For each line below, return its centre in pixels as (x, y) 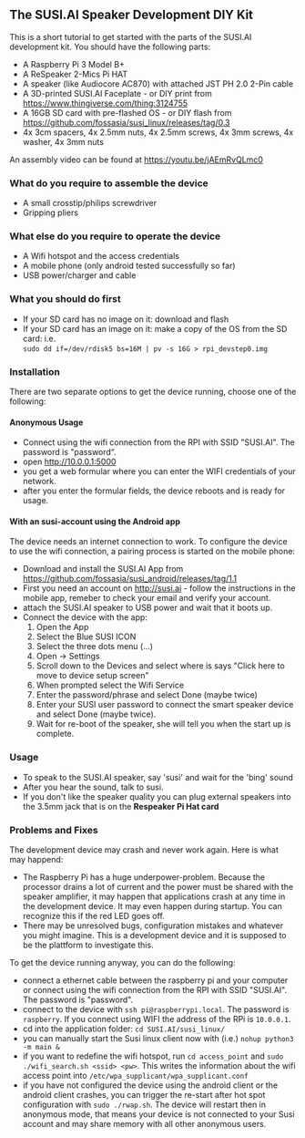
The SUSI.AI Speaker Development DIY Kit (131, 15)
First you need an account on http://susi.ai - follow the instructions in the (159, 588)
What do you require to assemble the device (109, 183)
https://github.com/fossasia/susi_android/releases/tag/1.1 (130, 579)
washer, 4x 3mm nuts (63, 141)
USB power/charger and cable (79, 275)
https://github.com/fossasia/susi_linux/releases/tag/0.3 (126, 122)
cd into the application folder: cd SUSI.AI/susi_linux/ (124, 1029)
